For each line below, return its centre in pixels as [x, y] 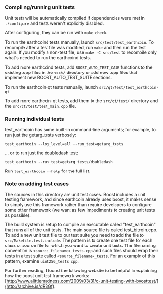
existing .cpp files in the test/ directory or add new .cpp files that [71, 73]
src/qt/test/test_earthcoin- [129, 88]
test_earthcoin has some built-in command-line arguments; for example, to [80, 129]
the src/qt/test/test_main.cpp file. [41, 106]
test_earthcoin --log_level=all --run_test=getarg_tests [64, 144]
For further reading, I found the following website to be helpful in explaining [81, 270]
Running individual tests [35, 119]
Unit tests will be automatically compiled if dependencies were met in [75, 18]
